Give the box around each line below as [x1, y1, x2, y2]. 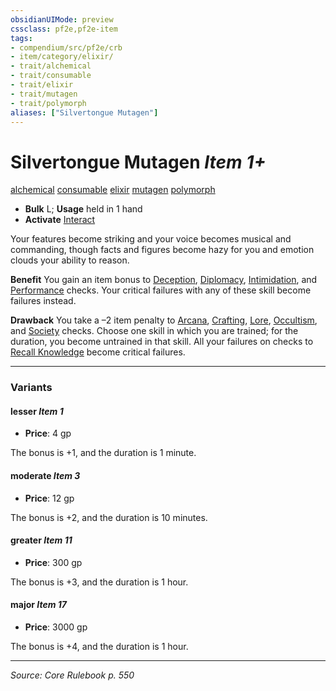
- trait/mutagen [10, 89, 78, 99]
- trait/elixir [10, 80, 74, 90]
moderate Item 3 [10, 470, 81, 482]
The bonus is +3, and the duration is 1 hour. [10, 576, 189, 588]
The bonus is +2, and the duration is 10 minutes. [10, 511, 208, 523]
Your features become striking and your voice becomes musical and [10, 233, 292, 245]
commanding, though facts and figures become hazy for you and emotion [10, 244, 315, 256]
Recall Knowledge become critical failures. [10, 346, 186, 358]
